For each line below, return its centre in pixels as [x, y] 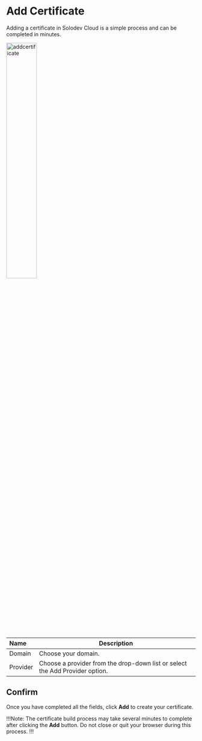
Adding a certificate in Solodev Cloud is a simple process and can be [92, 28]
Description [116, 643]
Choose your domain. [69, 653]
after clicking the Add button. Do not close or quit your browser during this [99, 725]
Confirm [22, 692]
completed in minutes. [34, 34]
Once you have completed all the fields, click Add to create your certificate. [100, 707]
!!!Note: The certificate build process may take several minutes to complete [99, 718]
